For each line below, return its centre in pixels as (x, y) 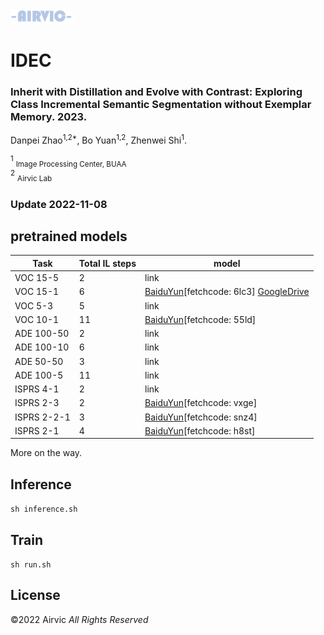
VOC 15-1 (37, 292)
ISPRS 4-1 (37, 389)
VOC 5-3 (34, 305)
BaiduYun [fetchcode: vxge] (201, 403)
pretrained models (69, 236)
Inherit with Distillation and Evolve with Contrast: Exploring (156, 91)
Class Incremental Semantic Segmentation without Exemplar (161, 104)
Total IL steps (107, 263)
